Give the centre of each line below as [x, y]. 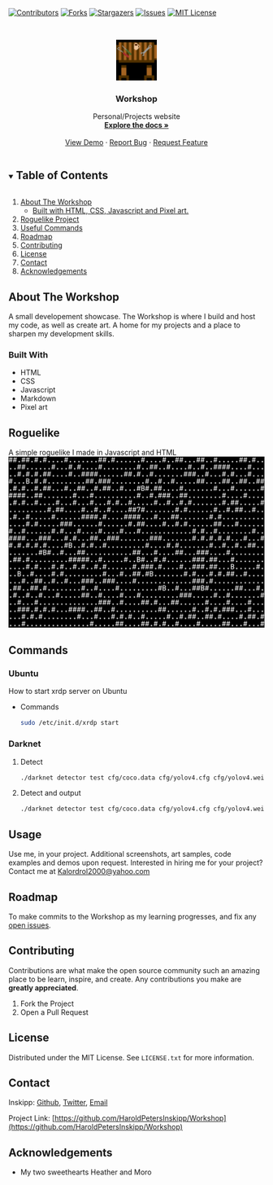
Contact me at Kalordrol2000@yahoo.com [79, 871]
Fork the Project [47, 1003]
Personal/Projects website [136, 116]
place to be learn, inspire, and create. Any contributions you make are [125, 979]
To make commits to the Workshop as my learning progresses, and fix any [133, 916]
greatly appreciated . [43, 987]
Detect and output [50, 793]
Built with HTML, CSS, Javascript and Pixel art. [110, 211]
